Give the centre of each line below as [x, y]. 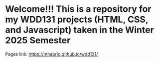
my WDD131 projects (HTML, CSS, [77, 19]
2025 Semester [38, 41]
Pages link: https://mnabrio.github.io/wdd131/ [52, 54]
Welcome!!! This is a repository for [78, 9]
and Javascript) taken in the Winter [80, 30]
